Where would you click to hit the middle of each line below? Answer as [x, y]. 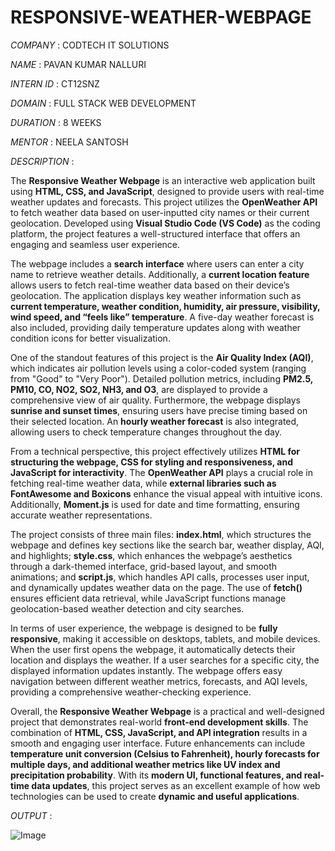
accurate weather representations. [81, 515]
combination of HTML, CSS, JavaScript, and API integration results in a [159, 732]
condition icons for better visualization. [90, 338]
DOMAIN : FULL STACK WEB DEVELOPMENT [103, 103]
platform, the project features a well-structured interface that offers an [155, 233]
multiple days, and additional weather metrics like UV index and [145, 764]
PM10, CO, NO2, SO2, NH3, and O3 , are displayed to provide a [139, 389]
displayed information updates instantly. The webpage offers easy [146, 670]
